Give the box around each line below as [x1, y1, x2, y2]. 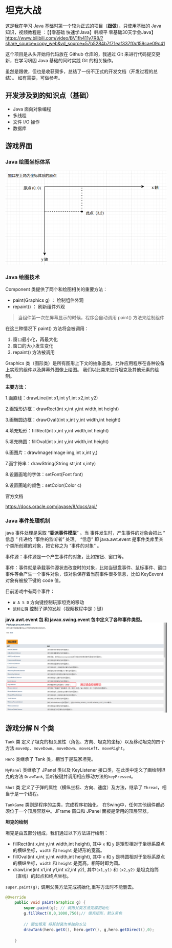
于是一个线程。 [9, 790, 41, 797]
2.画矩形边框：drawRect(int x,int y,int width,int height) [5, 406, 119, 412]
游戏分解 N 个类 [5, 724, 54, 733]
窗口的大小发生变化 [12, 342, 54, 349]
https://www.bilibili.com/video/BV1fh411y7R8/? [5, 34, 103, 41]
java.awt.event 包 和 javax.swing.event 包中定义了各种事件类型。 [5, 616, 145, 623]
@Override [5, 895, 27, 900]
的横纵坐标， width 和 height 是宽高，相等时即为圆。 [12, 860, 123, 866]
